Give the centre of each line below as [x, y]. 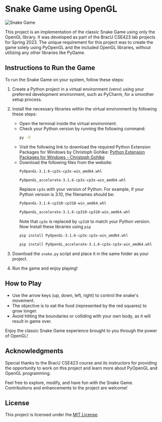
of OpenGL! [16, 336]
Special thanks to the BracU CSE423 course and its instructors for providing [81, 363]
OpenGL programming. [28, 373]
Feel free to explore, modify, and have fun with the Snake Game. [69, 383]
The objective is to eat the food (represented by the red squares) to [79, 306]
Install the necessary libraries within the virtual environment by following [84, 109]
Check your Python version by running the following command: [82, 128]
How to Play [24, 284]
